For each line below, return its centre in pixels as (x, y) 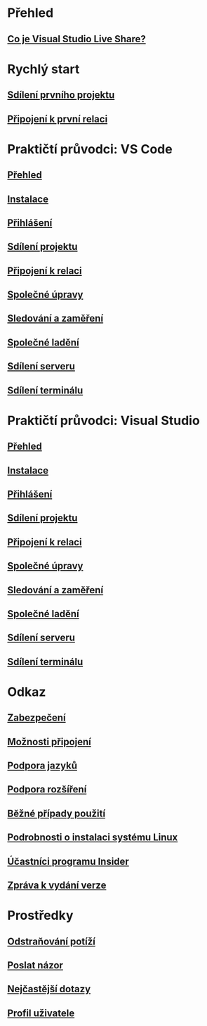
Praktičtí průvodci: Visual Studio (103, 420)
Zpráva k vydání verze (57, 886)
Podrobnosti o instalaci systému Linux (93, 838)
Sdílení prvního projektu (61, 95)
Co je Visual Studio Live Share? (76, 39)
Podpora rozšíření (47, 790)
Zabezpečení (36, 718)
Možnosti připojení (49, 741)
